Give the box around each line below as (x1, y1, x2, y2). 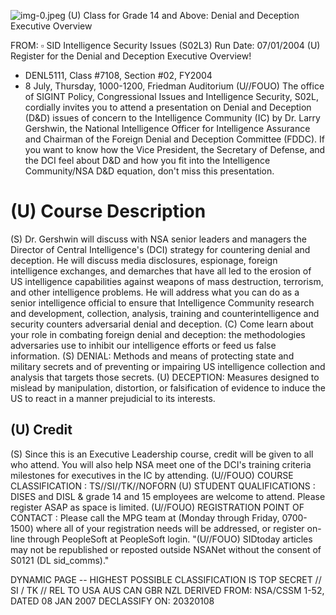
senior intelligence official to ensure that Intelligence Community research (10, 296, 315, 309)
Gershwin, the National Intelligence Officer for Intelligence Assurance (24, 123, 311, 134)
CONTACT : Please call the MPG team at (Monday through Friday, (10, 511, 280, 524)
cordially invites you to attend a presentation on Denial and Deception (24, 101, 312, 113)
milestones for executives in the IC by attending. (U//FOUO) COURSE (10, 469, 294, 481)
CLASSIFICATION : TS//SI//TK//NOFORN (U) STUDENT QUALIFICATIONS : (10, 480, 316, 492)
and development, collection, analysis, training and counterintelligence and (10, 307, 320, 319)
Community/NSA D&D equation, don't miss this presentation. (24, 165, 275, 177)
